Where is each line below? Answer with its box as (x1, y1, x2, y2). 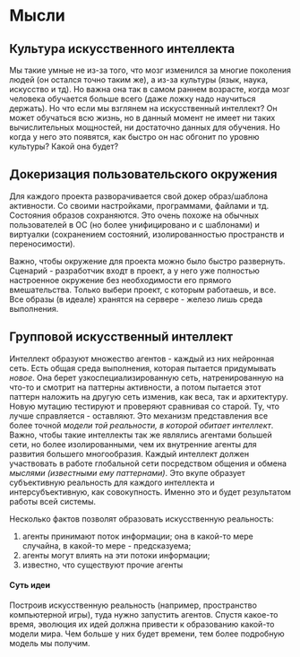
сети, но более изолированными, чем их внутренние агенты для (9, 438, 257, 449)
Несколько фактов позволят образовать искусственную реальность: (9, 513, 275, 524)
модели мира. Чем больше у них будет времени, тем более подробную (9, 628, 285, 639)
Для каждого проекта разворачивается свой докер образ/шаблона (9, 190, 269, 202)
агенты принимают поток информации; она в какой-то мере (21, 531, 253, 541)
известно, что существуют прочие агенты (21, 559, 184, 570)
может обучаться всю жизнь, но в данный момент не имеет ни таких (9, 113, 276, 123)
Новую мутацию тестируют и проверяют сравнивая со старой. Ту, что (9, 401, 280, 411)
